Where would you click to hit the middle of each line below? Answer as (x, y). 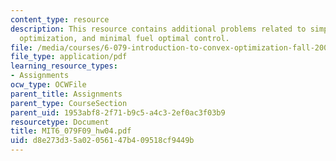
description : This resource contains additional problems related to (158, 29)
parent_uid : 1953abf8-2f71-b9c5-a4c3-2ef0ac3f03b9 (118, 112)
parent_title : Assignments (66, 94)
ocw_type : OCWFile (48, 85)
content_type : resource (60, 19)
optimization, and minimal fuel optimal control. (124, 38)
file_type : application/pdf (69, 57)
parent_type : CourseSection (69, 103)
